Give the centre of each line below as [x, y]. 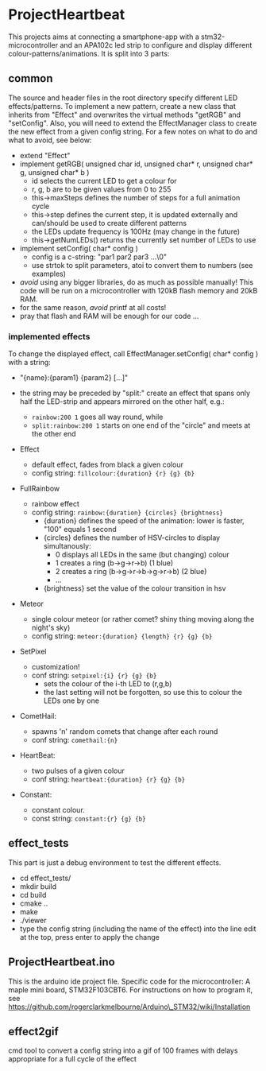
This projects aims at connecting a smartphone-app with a [104, 37]
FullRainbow [40, 489]
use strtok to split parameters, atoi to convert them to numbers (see [142, 265]
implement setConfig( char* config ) [79, 248]
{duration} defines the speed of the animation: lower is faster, [144, 521]
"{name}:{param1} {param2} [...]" [74, 378]
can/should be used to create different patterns [109, 223]
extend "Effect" [45, 155]
